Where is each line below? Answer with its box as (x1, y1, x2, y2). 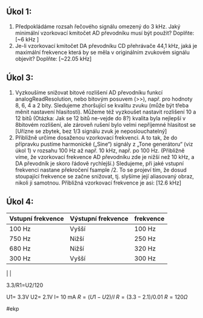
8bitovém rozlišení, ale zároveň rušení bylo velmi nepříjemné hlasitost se (15, 121, 196, 128)
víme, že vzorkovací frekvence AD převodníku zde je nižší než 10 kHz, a (15, 153, 195, 160)
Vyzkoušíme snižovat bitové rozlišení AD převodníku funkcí (15, 89, 163, 96)
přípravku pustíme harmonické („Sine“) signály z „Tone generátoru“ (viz (15, 140, 193, 147)
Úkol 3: (6, 73, 34, 83)
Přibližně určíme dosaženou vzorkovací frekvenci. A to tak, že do (15, 134, 178, 141)
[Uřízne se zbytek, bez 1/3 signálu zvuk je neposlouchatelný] (15, 127, 167, 135)
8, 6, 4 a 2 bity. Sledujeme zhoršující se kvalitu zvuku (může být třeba (15, 101, 189, 109)
